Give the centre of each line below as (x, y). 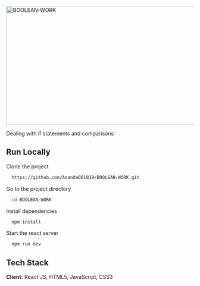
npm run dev (26, 244)
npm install (26, 222)
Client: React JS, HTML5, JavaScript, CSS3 (60, 277)
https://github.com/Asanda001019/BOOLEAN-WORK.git (76, 177)
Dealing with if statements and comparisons (60, 133)
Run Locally (28, 152)
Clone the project (27, 166)
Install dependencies (32, 211)
